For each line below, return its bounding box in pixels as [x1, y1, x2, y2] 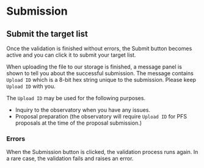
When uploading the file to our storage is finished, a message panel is [6, 63, 182, 70]
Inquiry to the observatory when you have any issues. [15, 106, 151, 114]
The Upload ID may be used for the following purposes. [6, 95, 145, 101]
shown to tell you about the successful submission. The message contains [6, 70, 194, 77]
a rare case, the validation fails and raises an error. [6, 155, 134, 163]
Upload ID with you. [6, 82, 56, 90]
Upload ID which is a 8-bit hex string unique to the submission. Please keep [6, 76, 197, 83]
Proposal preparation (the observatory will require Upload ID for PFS [15, 113, 188, 120]
